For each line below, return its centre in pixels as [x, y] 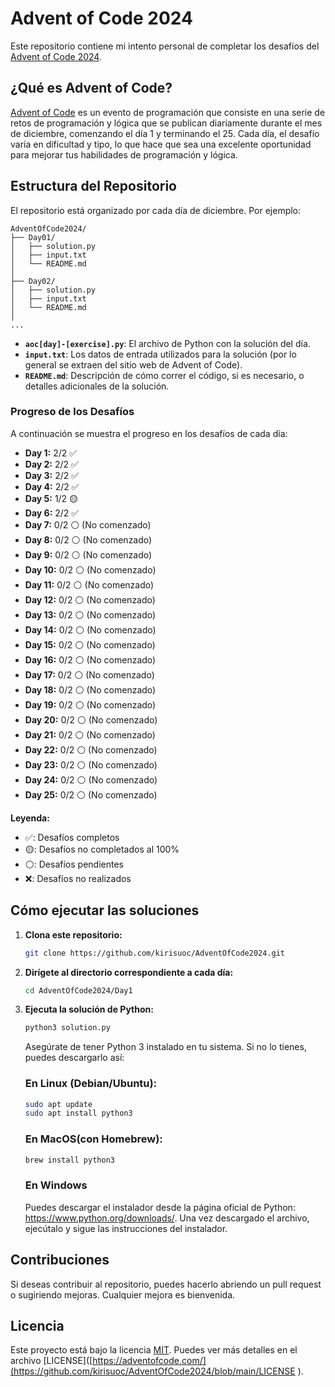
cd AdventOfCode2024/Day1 [78, 990]
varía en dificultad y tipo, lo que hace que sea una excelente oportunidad [161, 144]
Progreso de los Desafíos [72, 412]
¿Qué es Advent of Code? [91, 88]
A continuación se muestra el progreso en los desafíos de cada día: [149, 433]
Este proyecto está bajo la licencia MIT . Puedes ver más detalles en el [154, 1350]
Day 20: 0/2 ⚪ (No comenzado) [91, 719]
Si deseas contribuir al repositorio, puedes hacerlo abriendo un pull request [166, 1284]
